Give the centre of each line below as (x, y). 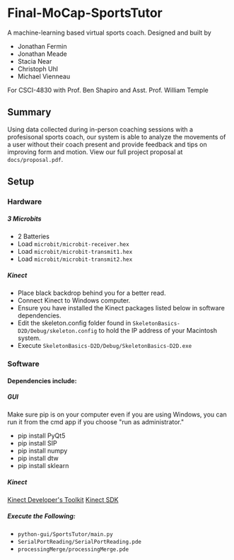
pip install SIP (37, 443)
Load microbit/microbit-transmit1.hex (75, 252)
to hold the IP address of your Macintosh (158, 331)
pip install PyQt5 (41, 436)
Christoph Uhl (38, 69)
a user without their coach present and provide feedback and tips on (107, 144)
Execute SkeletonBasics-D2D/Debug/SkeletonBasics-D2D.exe (105, 345)
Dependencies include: (42, 380)
